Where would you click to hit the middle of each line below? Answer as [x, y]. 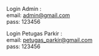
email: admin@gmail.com [38, 15]
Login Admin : [24, 9]
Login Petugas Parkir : [34, 33]
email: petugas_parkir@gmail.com [50, 40]
